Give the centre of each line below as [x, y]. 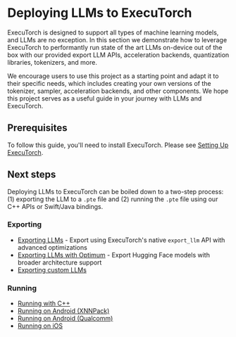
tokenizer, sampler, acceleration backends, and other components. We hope [118, 91]
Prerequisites [37, 128]
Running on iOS [40, 326]
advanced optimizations [52, 247]
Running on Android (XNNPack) [63, 311]
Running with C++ [44, 303]
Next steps [32, 175]
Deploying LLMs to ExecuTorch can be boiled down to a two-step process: [116, 191]
